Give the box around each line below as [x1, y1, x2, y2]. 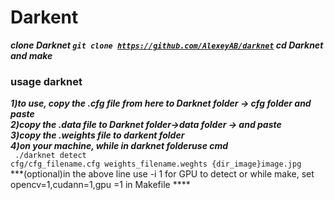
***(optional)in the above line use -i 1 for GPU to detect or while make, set [10, 168, 315, 180]
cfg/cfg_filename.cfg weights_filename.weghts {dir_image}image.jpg [10, 159, 302, 170]
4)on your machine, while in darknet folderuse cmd [10, 140, 229, 152]
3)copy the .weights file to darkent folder [10, 129, 185, 141]
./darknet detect [14, 151, 87, 161]
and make [10, 49, 53, 61]
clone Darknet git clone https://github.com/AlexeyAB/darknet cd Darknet [10, 39, 324, 51]
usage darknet [10, 74, 83, 88]
